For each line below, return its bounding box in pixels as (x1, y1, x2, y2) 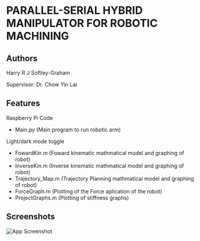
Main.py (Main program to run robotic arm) (14, 126, 121, 133)
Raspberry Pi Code (6, 114, 53, 121)
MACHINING (6, 30, 69, 43)
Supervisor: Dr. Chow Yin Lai (6, 81, 77, 88)
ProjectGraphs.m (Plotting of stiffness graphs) (14, 194, 129, 201)
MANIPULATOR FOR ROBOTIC (6, 16, 158, 30)
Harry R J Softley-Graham (6, 69, 70, 76)
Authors (6, 53, 38, 63)
